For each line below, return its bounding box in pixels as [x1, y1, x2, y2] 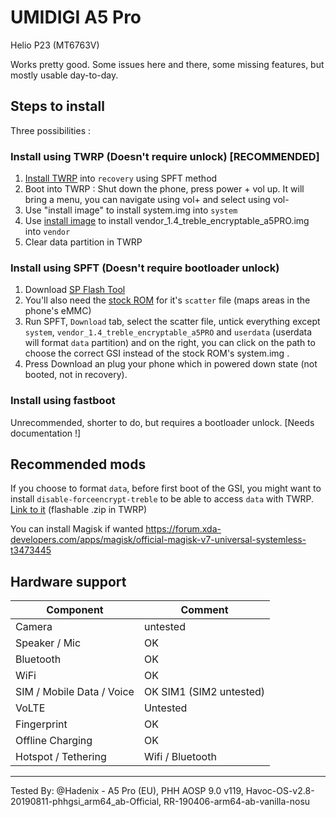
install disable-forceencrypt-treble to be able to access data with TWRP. [10, 493, 314, 505]
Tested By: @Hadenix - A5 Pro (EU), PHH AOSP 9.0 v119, [10, 785, 244, 797]
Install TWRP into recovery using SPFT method [24, 172, 218, 185]
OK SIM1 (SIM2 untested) [143, 685, 266, 699]
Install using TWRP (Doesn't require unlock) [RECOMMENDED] [10, 149, 320, 163]
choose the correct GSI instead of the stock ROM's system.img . [24, 347, 290, 360]
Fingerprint [15, 717, 68, 731]
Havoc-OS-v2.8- [245, 785, 315, 797]
